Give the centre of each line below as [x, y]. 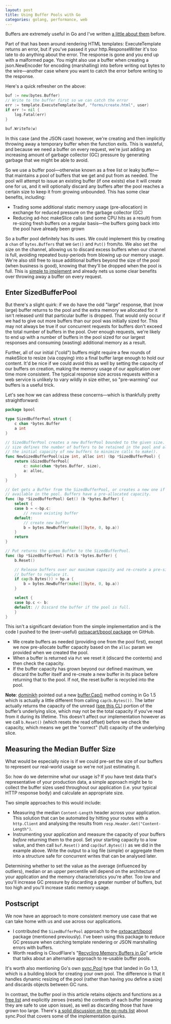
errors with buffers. [33, 947]
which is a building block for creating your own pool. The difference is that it [85, 974]
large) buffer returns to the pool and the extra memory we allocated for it [81, 310]
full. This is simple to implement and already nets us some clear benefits [81, 271]
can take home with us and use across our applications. [64, 921]
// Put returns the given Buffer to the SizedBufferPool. [68, 551]
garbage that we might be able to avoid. [47, 160]
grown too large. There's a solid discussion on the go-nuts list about [77, 1011]
